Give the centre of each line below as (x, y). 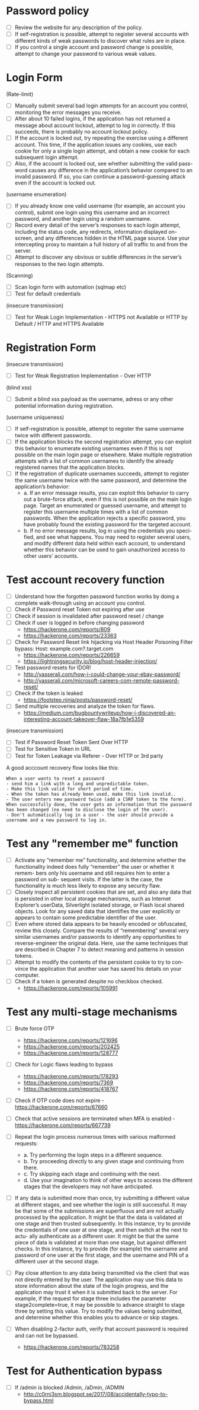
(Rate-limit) (20, 94)
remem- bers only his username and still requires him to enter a (92, 873)
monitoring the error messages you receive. (68, 112)
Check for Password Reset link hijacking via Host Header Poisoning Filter (104, 642)
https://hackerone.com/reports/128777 (71, 1053)
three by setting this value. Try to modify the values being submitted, (99, 1311)
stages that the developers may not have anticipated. (88, 1187)
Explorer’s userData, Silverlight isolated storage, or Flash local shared (99, 905)
